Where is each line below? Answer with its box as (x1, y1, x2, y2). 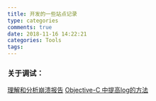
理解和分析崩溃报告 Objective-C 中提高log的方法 (7, 86, 149, 95)
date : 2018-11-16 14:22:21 (7, 30, 87, 38)
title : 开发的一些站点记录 (7, 10, 78, 18)
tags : (7, 43, 23, 51)
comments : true (7, 23, 52, 31)
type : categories (7, 17, 59, 24)
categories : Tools (7, 37, 62, 44)
